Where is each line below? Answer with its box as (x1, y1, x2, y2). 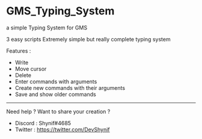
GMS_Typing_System (6, 4, 115, 18)
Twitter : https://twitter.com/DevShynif (14, 126, 110, 133)
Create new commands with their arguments (14, 84, 125, 91)
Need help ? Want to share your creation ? (6, 108, 111, 115)
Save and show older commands (14, 90, 96, 98)
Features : (6, 47, 31, 55)
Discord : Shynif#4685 (14, 119, 71, 126)
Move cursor (14, 65, 47, 72)
